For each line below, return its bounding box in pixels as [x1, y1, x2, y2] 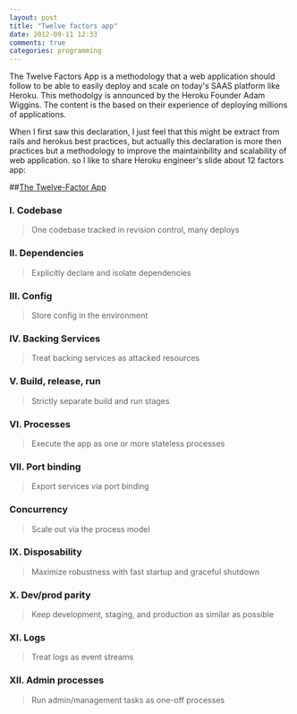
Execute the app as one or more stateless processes [30, 438, 225, 449]
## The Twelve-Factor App [9, 182, 106, 193]
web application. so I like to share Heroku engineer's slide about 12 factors [9, 155, 284, 166]
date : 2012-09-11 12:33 [9, 30, 98, 39]
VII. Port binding [9, 460, 81, 473]
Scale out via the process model [30, 523, 150, 534]
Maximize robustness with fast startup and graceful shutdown [30, 566, 260, 577]
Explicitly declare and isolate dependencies [30, 267, 191, 278]
